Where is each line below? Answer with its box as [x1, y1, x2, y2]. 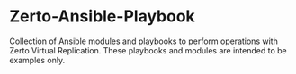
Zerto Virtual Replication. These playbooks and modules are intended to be [9, 45, 287, 55]
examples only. [9, 54, 66, 65]
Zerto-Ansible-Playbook [9, 6, 195, 27]
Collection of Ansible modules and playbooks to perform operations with [9, 36, 279, 46]
